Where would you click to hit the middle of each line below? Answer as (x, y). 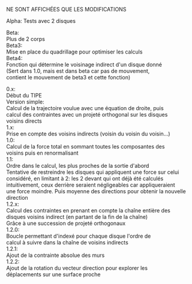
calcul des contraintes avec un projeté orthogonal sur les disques (87, 115)
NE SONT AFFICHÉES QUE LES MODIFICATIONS (66, 9)
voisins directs (24, 121)
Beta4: (14, 58)
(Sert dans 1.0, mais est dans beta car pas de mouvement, (78, 71)
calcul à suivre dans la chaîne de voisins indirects (67, 242)
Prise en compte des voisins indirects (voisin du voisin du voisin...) (88, 134)
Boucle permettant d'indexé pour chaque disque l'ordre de (79, 236)
